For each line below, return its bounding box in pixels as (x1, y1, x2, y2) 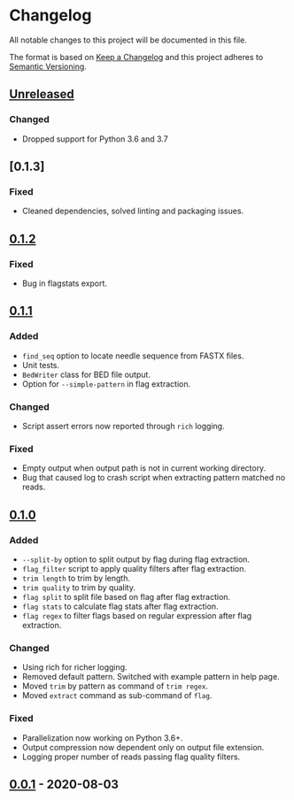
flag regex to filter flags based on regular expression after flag (21, 610, 252, 620)
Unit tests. (21, 359, 60, 370)
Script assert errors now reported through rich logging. (21, 420, 225, 431)
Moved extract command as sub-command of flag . (21, 690, 213, 701)
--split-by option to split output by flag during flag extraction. (21, 554, 251, 565)
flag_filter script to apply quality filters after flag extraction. (21, 563, 246, 573)
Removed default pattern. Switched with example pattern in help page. (21, 672, 281, 682)
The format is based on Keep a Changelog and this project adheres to (9, 51, 264, 62)
